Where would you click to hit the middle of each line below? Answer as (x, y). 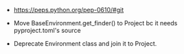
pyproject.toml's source (47, 30)
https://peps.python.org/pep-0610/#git (69, 10)
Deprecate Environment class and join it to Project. (85, 43)
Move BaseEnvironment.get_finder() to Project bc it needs (95, 23)
